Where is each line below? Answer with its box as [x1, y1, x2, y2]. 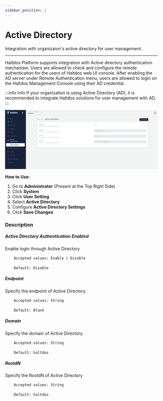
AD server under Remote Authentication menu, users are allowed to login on [5, 75, 157, 81]
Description [5, 221, 33, 228]
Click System [12, 188, 39, 194]
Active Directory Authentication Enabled [5, 233, 89, 239]
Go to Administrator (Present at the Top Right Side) [12, 183, 115, 189]
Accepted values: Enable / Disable [14, 256, 86, 261]
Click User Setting [12, 193, 49, 199]
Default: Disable [14, 266, 49, 270]
